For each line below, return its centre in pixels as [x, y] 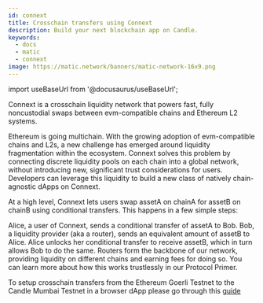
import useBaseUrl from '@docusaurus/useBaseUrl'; [93, 89]
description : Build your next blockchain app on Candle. [103, 30]
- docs [26, 45]
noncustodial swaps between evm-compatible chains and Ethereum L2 [123, 113]
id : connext [27, 15]
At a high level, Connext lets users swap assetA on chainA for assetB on [124, 201]
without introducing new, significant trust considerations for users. [115, 169]
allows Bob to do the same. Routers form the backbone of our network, [123, 250]
